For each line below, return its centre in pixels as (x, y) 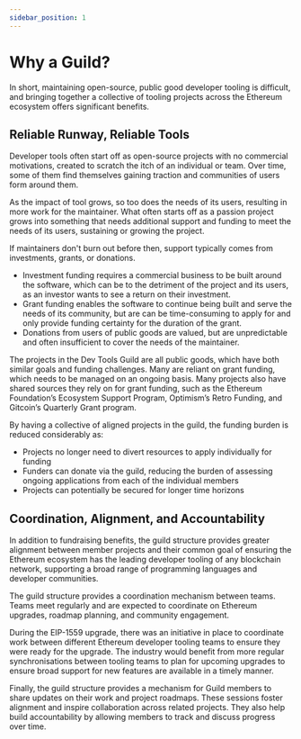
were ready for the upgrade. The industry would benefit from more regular (147, 652)
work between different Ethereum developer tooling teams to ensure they (145, 642)
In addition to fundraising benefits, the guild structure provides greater (139, 540)
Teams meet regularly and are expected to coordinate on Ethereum (133, 606)
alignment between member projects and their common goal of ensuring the (150, 550)
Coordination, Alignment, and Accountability (137, 518)
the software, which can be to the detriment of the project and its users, (155, 285)
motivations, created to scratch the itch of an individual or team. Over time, (148, 166)
